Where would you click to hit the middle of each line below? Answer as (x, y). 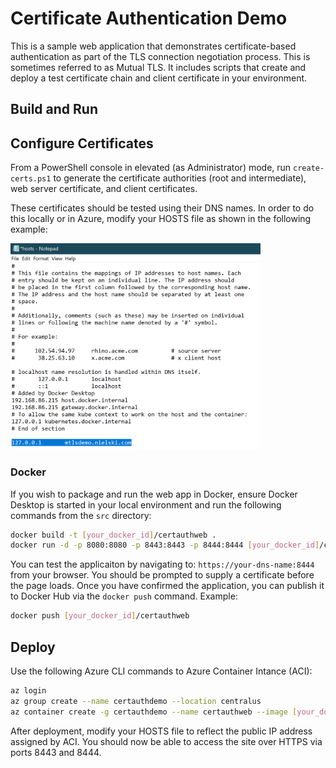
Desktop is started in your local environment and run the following (146, 504)
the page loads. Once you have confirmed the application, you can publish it (167, 586)
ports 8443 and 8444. (56, 752)
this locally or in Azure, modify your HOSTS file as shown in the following (161, 219)
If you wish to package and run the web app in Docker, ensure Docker (154, 494)
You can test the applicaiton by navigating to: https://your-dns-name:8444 (162, 564)
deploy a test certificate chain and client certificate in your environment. (159, 78)
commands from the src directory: (81, 515)
